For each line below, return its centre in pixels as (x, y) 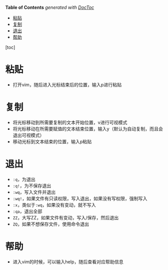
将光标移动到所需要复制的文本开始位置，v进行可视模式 (70, 122)
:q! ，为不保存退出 (32, 186)
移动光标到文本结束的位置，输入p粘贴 (52, 141)
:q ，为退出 (24, 179)
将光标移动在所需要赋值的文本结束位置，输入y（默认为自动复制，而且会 (88, 129)
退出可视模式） (28, 135)
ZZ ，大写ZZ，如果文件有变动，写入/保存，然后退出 (66, 217)
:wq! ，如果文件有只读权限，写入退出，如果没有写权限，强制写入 (80, 198)
